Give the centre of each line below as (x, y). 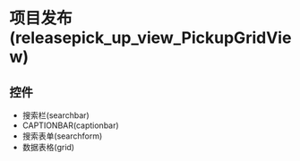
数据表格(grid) (48, 147)
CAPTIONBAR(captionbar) (70, 125)
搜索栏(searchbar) (56, 115)
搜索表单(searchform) (62, 136)
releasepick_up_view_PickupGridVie (153, 38)
